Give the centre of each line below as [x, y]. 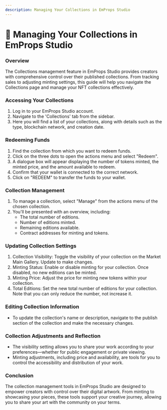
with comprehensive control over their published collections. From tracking [82, 77]
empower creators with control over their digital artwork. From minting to [80, 392]
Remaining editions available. [50, 228]
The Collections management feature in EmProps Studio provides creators [82, 72]
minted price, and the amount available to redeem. [64, 167]
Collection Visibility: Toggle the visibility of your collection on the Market [86, 257]
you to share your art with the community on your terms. [63, 403]
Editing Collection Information [42, 307]
